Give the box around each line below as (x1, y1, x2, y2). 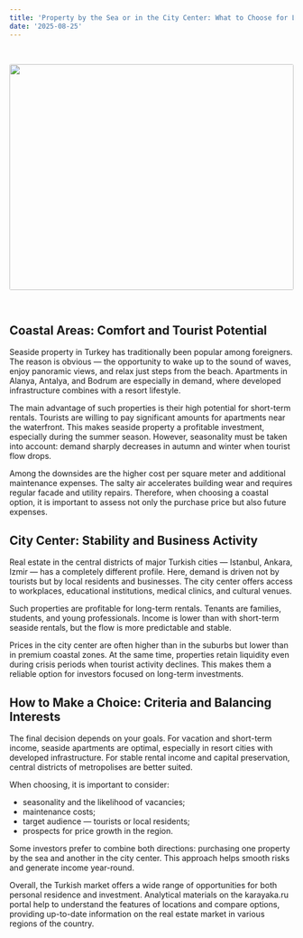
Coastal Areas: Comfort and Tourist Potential (9, 323, 268, 338)
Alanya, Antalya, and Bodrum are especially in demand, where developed (9, 376, 281, 387)
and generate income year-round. (9, 862, 135, 873)
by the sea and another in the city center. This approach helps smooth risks (9, 852, 290, 863)
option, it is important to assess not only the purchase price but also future (9, 497, 287, 508)
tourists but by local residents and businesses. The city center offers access (9, 576, 293, 587)
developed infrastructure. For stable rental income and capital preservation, (9, 752, 290, 763)
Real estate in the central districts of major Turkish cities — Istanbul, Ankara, (9, 557, 293, 567)
